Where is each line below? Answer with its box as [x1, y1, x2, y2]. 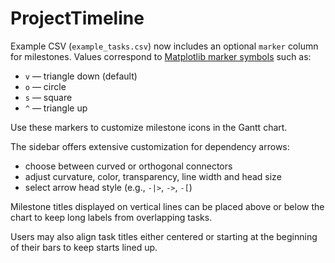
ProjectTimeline [10, 7, 145, 30]
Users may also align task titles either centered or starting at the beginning [10, 230, 318, 242]
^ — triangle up [24, 102, 88, 114]
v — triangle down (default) [24, 70, 138, 82]
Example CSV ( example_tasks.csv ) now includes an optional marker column [10, 40, 319, 52]
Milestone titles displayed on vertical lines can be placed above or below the [10, 200, 325, 212]
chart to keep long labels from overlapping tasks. [10, 211, 213, 223]
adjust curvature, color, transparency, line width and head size [24, 170, 282, 182]
